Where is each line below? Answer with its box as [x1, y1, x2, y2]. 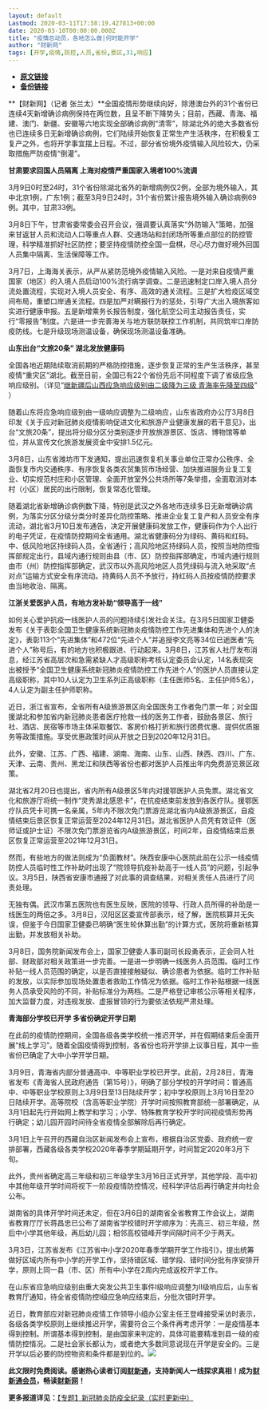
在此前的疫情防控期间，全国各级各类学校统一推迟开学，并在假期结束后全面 [8, 1031, 253, 1039]
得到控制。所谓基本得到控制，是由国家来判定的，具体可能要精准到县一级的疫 [8, 1329, 260, 1338]
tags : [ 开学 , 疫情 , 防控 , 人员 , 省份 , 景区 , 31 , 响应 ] [8, 49, 153, 57]
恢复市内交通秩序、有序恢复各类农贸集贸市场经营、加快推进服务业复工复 [14, 464, 253, 474]
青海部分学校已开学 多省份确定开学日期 [8, 1014, 136, 1023]
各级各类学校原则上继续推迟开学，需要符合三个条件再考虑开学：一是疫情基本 [8, 1319, 260, 1329]
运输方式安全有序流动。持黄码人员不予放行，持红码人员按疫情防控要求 [25, 571, 257, 580]
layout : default [8, 11, 62, 20]
